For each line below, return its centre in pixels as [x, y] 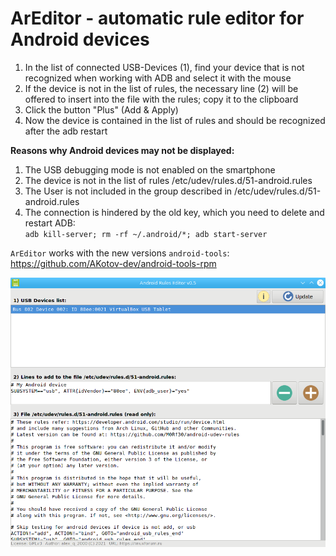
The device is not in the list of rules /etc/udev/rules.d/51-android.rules [168, 180]
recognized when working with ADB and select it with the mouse [158, 78]
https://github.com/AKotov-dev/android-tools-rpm [113, 263]
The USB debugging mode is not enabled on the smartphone [150, 169]
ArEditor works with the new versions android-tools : [120, 253]
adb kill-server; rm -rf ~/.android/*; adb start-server [146, 234]
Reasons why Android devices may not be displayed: [122, 150]
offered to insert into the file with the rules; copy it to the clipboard [161, 99]
